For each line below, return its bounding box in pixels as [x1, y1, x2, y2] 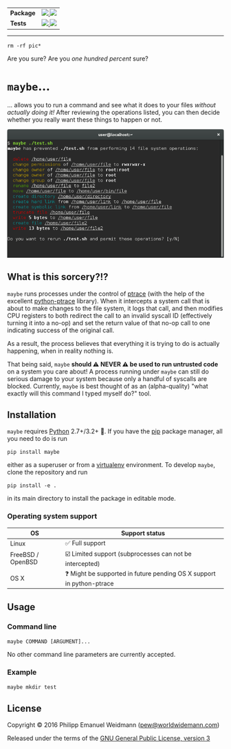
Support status [121, 529, 165, 537]
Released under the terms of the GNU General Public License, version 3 [7, 734, 210, 743]
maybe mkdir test [7, 684, 57, 691]
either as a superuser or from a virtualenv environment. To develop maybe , [7, 461, 215, 469]
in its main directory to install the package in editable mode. [7, 495, 177, 503]
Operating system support [7, 512, 98, 521]
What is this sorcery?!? [7, 271, 109, 283]
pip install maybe [7, 448, 60, 456]
